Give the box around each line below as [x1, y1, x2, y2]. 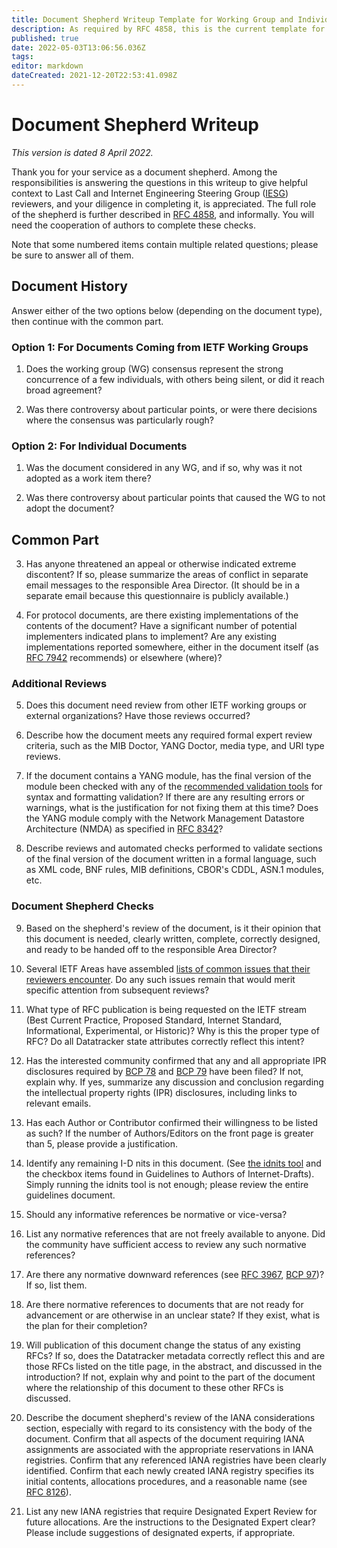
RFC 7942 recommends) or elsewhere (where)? [25, 652, 223, 664]
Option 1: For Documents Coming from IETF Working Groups [11, 340, 309, 354]
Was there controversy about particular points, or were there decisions [25, 403, 318, 415]
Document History [11, 278, 128, 295]
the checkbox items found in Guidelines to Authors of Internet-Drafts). [25, 1167, 315, 1180]
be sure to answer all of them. [11, 249, 134, 261]
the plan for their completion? [25, 1319, 148, 1331]
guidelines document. [25, 1189, 116, 1201]
